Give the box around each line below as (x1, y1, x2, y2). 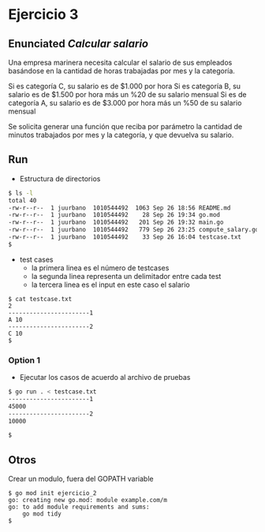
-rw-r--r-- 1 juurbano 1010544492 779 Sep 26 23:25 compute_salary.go (8, 226, 259, 234)
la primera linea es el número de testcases (31, 262, 170, 273)
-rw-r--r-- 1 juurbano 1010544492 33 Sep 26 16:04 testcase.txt (8, 233, 242, 241)
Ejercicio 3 (8, 6, 79, 24)
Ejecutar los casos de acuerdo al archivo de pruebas (19, 373, 191, 382)
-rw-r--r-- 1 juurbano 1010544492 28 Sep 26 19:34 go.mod (8, 211, 221, 219)
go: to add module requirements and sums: (8, 503, 150, 512)
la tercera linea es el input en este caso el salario (31, 280, 191, 289)
